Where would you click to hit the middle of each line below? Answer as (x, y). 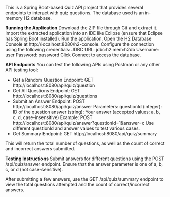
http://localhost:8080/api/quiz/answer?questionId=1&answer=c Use (83, 123)
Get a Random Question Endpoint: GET (53, 80)
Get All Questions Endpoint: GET (46, 90)
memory (14, 18)
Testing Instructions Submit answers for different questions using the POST (85, 159)
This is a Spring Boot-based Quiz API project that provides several (74, 7)
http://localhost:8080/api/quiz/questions (55, 96)
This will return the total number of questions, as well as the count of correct (85, 143)
